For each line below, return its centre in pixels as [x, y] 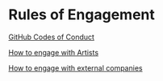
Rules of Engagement [82, 15]
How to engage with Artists [54, 52]
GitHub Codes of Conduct [52, 37]
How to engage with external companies [75, 68]
